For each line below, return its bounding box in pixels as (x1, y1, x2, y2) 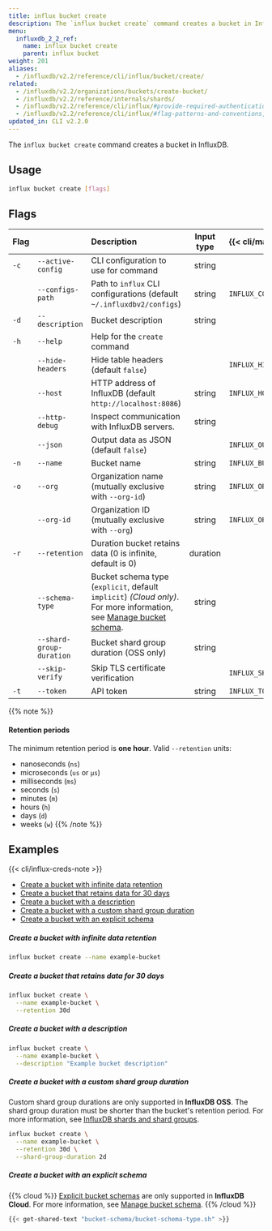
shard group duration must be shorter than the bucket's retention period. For (8, 1106, 264, 1116)
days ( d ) (19, 810, 48, 820)
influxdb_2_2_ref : (15, 34, 79, 43)
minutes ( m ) (19, 793, 58, 803)
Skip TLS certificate (91, 663, 166, 674)
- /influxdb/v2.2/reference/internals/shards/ (15, 95, 176, 103)
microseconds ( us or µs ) (19, 767, 101, 777)
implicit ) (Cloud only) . (91, 591, 180, 603)
